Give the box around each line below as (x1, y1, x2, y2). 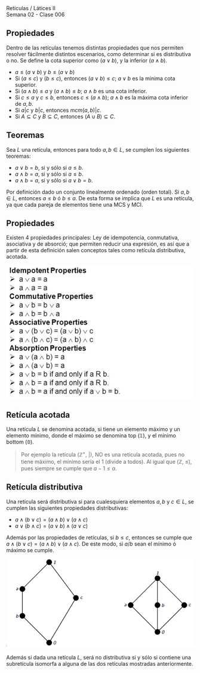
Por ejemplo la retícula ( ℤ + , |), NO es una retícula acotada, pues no (20, 450, 185, 458)
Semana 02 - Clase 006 (6, 11, 65, 18)
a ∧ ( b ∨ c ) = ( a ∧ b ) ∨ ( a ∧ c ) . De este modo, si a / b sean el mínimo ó (6, 540, 176, 547)
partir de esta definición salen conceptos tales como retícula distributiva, (6, 247, 186, 254)
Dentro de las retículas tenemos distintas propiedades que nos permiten (6, 44, 184, 51)
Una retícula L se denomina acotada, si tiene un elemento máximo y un (6, 426, 180, 433)
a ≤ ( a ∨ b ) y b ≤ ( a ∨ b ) (14, 68, 75, 75)
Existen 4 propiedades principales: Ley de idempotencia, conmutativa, (6, 234, 179, 241)
